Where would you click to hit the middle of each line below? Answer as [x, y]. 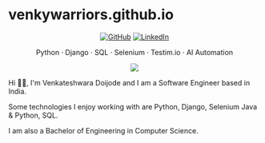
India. [17, 91]
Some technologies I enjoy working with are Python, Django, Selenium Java [133, 106]
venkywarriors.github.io [91, 15]
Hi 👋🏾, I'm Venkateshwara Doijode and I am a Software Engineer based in [129, 82]
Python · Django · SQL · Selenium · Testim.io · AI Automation [135, 52]
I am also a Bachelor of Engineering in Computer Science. [103, 130]
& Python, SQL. [33, 115]
